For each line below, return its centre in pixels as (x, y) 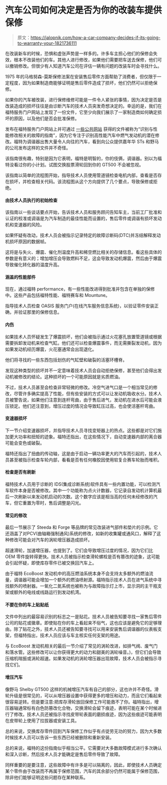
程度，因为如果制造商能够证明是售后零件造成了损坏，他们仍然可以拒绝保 (83, 82)
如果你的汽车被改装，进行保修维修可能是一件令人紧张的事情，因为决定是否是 (83, 99)
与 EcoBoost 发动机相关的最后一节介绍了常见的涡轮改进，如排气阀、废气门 (82, 646)
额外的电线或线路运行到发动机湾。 (48, 592)
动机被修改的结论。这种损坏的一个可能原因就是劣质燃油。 (64, 377)
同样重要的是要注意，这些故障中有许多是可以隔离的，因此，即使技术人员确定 (83, 765)
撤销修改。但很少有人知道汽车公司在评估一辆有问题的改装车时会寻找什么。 (85, 66)
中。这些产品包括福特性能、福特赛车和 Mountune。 (58, 295)
